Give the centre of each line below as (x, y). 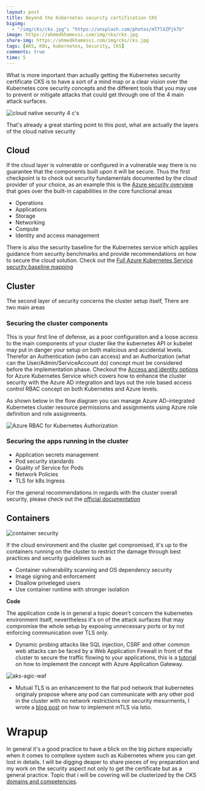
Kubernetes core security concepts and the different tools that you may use (102, 88)
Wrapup (27, 732)
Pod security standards (45, 461)
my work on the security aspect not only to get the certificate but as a (94, 768)
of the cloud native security (41, 131)
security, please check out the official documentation (73, 499)
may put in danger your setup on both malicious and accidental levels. (95, 350)
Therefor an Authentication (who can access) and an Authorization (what (99, 356)
